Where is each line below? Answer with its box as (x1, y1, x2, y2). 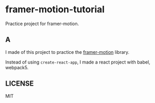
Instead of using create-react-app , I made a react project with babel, (5, 59, 150, 65)
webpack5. (5, 64, 29, 70)
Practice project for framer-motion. (5, 20, 79, 27)
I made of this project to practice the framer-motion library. (5, 49, 129, 55)
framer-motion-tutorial (5, 4, 105, 15)
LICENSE (5, 79, 34, 88)
